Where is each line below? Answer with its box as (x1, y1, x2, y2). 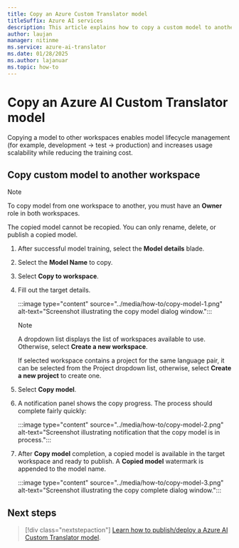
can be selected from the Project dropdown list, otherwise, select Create (17, 364, 232, 372)
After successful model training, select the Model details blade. (17, 244, 205, 253)
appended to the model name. (17, 465, 107, 473)
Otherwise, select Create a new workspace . (17, 342, 148, 351)
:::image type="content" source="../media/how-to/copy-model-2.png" (17, 420, 224, 429)
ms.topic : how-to (7, 64, 59, 71)
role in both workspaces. (7, 209, 80, 218)
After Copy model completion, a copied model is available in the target (17, 450, 225, 458)
